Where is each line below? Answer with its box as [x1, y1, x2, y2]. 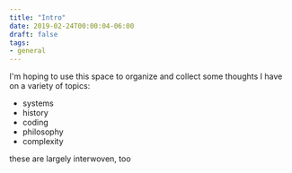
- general [9, 47, 47, 56]
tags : [9, 38, 30, 48]
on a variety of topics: [9, 81, 91, 91]
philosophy [22, 126, 65, 137]
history [22, 108, 49, 118]
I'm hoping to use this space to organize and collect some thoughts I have [9, 71, 283, 82]
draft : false [9, 30, 58, 39]
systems [22, 98, 54, 108]
